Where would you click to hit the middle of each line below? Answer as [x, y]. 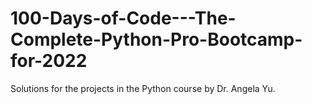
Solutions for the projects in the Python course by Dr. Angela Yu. [143, 88]
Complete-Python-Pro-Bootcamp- [156, 39]
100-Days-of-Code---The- [123, 18]
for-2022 [49, 61]
